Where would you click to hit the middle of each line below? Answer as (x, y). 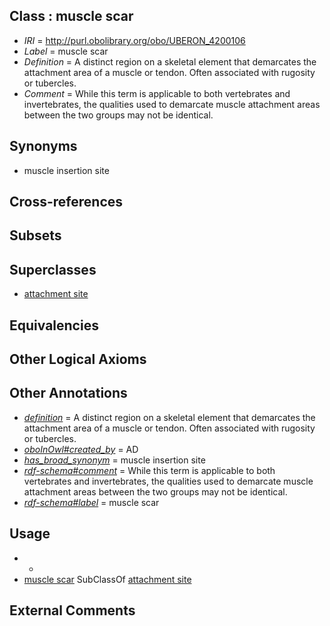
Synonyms (43, 146)
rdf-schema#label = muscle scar (91, 502)
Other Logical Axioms (78, 359)
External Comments (72, 610)
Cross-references (66, 202)
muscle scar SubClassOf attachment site (107, 579)
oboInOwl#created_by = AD (81, 449)
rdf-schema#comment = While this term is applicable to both (149, 470)
